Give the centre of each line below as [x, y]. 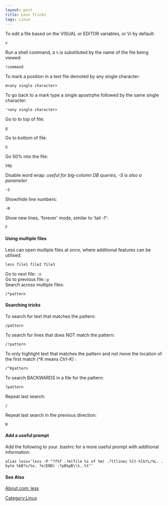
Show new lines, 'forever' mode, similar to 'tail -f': [57, 218]
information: [18, 452]
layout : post [19, 10]
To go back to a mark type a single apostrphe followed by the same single [82, 95]
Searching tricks [23, 305]
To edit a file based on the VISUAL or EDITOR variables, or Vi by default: [80, 34]
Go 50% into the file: [27, 157]
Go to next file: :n [23, 274]
